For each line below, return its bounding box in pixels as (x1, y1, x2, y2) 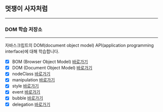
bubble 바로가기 (12, 95, 43, 101)
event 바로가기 (12, 89, 40, 95)
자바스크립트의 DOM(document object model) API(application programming (5, 43, 154, 48)
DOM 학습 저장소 (5, 26, 43, 32)
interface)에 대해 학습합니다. (5, 48, 60, 54)
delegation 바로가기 (12, 101, 50, 107)
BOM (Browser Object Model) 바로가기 (12, 59, 88, 64)
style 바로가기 (12, 83, 39, 89)
